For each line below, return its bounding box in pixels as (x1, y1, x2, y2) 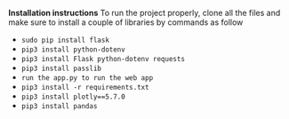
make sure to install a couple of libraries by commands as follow (8, 17, 244, 28)
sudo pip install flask (20, 36, 110, 44)
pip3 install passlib (20, 64, 101, 73)
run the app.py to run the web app (20, 74, 154, 83)
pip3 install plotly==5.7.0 (20, 92, 125, 101)
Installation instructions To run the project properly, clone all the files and (8, 8, 281, 18)
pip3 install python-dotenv (20, 45, 125, 54)
